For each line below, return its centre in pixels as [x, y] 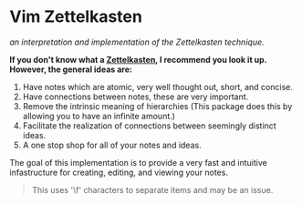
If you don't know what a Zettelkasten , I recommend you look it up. [138, 59]
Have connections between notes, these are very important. [135, 97]
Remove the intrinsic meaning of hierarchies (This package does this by [157, 106]
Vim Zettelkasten [76, 17]
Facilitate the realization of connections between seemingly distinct [149, 126]
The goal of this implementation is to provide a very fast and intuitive [138, 162]
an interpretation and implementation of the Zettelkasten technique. [137, 42]
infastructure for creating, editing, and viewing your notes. [119, 172]
